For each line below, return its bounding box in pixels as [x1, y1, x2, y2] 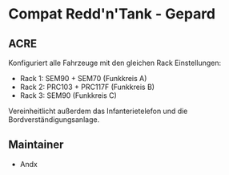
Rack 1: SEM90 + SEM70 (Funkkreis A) [19, 74, 147, 83]
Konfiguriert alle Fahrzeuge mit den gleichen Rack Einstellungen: [8, 58, 222, 67]
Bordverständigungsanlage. [8, 115, 100, 124]
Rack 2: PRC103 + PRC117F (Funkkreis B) [19, 82, 155, 92]
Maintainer [8, 138, 64, 152]
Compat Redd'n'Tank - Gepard [8, 5, 216, 23]
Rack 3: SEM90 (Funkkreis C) [19, 91, 118, 100]
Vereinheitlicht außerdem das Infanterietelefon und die [8, 106, 188, 116]
